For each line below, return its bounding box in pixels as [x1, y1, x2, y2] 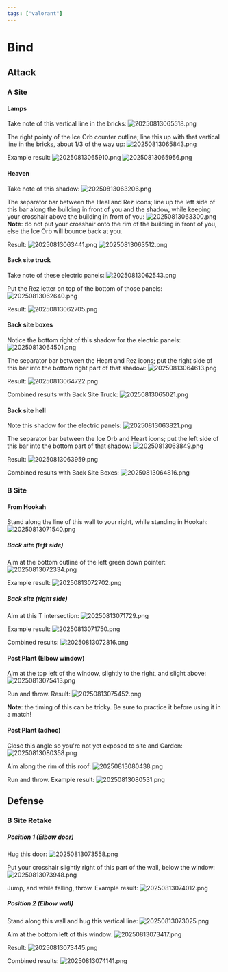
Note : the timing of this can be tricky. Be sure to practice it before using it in [7, 703, 221, 711]
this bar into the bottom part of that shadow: [7, 442, 132, 450]
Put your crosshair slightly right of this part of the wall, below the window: [7, 863, 216, 871]
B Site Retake [7, 816, 53, 825]
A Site [7, 87, 27, 97]
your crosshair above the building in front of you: [7, 212, 145, 220]
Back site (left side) [7, 541, 64, 549]
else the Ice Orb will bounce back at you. [7, 227, 123, 235]
